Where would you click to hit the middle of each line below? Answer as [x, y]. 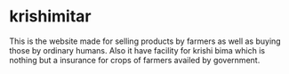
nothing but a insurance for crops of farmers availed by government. [135, 60]
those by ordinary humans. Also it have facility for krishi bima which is [137, 50]
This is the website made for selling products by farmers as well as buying [145, 41]
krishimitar [50, 16]
